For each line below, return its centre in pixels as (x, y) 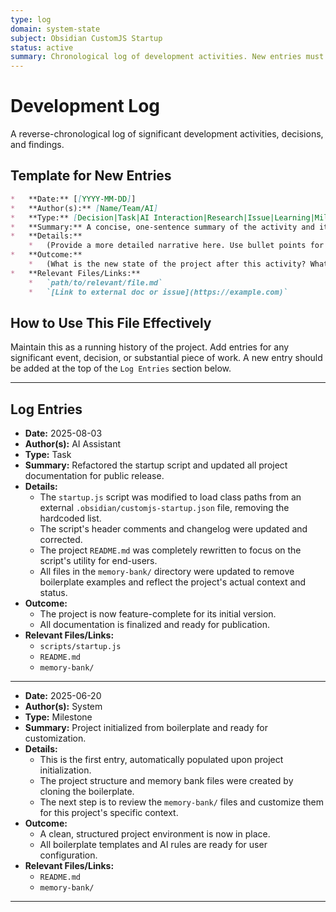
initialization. (65, 770)
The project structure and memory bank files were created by (166, 781)
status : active (42, 47)
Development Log (85, 106)
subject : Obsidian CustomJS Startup (86, 38)
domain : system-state (55, 29)
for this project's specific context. (109, 813)
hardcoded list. (70, 518)
